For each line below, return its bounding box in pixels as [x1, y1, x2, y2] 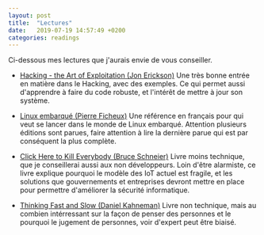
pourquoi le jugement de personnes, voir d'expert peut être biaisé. [19, 218, 236, 227]
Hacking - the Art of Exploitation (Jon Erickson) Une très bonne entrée [19, 70, 250, 80]
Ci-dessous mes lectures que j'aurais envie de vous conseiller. [8, 55, 212, 65]
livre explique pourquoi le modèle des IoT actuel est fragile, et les [19, 169, 233, 178]
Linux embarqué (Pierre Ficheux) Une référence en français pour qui [19, 112, 244, 121]
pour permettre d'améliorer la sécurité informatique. [19, 185, 190, 195]
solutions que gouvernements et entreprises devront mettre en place [19, 177, 245, 187]
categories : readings [8, 33, 80, 42]
